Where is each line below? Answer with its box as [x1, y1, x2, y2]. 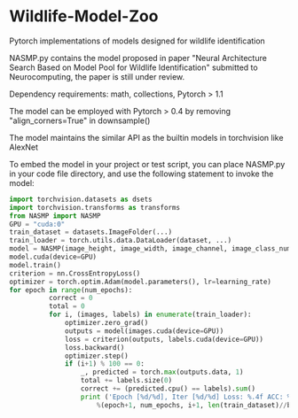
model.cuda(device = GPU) [9, 252, 98, 262]
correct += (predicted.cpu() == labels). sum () [80, 384, 255, 393]
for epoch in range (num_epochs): [9, 285, 133, 294]
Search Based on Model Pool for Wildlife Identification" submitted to [9, 62, 259, 73]
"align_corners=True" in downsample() [9, 115, 151, 126]
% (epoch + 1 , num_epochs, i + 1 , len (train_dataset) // [96, 400, 288, 409]
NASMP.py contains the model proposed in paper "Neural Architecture [9, 52, 268, 63]
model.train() [9, 260, 62, 269]
